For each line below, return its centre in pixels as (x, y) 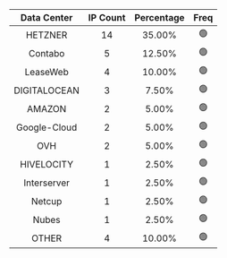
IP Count (107, 17)
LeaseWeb (46, 72)
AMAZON (46, 108)
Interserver (46, 183)
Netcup (46, 201)
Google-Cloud (47, 127)
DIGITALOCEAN (47, 90)
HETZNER (46, 35)
